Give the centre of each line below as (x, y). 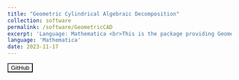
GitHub (20, 68)
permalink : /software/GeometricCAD (60, 27)
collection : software (39, 21)
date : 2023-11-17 (33, 47)
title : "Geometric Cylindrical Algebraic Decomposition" (94, 14)
